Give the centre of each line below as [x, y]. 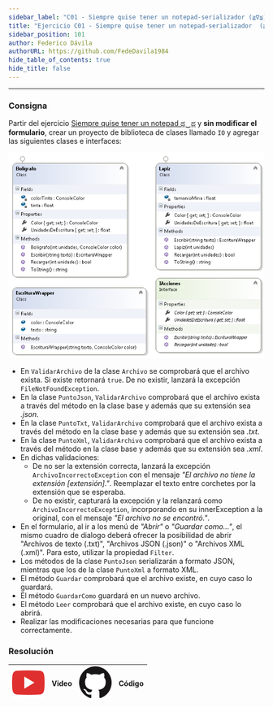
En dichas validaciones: [60, 457]
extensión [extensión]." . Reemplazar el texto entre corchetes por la [144, 483]
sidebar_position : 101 [47, 34]
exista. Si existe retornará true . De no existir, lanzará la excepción [130, 380]
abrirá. [31, 613]
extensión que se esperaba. [79, 492]
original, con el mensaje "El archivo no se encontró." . [121, 518]
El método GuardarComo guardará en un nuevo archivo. [110, 595]
